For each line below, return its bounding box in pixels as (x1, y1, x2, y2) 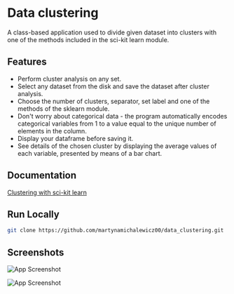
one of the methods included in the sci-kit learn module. (7, 35, 170, 44)
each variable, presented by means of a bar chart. (17, 149, 163, 157)
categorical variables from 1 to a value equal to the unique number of (17, 119, 216, 128)
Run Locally (7, 208, 60, 220)
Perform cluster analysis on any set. (17, 74, 121, 83)
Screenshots (7, 246, 64, 258)
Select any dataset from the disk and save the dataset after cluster (17, 82, 210, 91)
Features (7, 56, 47, 68)
